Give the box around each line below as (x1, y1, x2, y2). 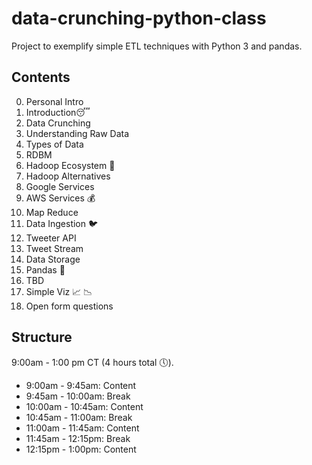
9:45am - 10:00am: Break (25, 390, 131, 402)
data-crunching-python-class (11, 7, 267, 30)
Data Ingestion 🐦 (25, 217, 99, 229)
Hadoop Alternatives (25, 170, 111, 182)
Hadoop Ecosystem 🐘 (25, 159, 116, 171)
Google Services (25, 180, 95, 192)
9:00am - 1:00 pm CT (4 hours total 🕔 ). (11, 356, 174, 368)
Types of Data (25, 138, 84, 150)
